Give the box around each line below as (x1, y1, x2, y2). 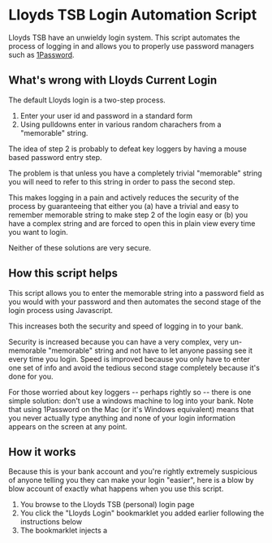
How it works (8, 445, 76, 458)
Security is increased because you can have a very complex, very (8, 337, 229, 346)
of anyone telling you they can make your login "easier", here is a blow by (8, 476, 254, 485)
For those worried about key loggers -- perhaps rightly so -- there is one (8, 387, 252, 397)
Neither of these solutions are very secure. (8, 242, 152, 253)
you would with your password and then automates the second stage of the (8, 297, 261, 306)
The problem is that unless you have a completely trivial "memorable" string (8, 168, 262, 178)
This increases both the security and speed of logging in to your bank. (8, 321, 244, 331)
